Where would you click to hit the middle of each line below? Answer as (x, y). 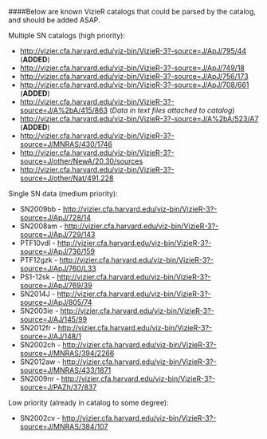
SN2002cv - (40, 418)
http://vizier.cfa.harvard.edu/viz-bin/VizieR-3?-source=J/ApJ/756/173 (134, 76)
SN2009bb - (40, 209)
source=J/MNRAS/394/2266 (67, 353)
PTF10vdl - (37, 243)
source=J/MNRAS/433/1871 (65, 370)
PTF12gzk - (39, 260)
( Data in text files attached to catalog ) (172, 110)
